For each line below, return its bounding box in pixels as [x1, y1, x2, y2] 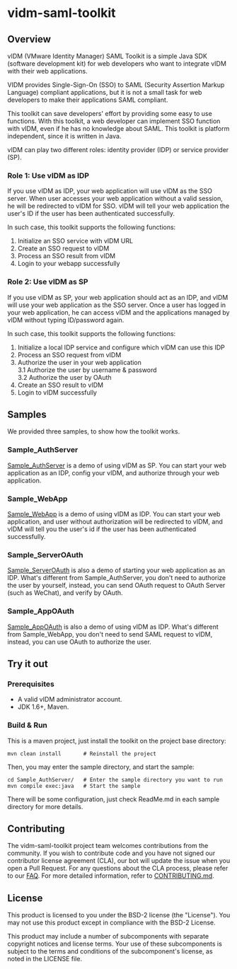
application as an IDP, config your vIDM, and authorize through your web [7, 468, 219, 477]
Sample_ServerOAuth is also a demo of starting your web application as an [7, 566, 225, 574]
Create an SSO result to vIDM [17, 381, 104, 389]
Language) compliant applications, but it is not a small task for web [7, 88, 202, 96]
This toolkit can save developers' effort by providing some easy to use [7, 110, 212, 117]
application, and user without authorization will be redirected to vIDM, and [7, 518, 223, 526]
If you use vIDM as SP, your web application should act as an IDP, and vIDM [7, 293, 229, 301]
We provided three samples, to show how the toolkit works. [7, 427, 180, 436]
